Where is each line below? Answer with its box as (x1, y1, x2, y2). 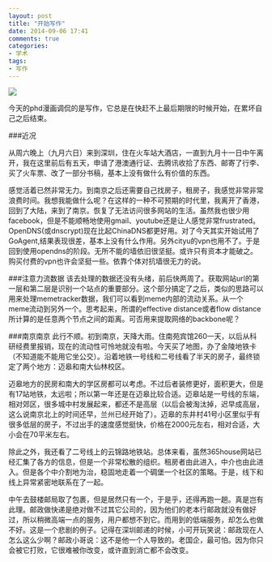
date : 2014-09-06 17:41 (8, 27, 89, 35)
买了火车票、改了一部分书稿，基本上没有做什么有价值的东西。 (8, 168, 215, 178)
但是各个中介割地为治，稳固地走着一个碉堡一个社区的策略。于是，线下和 (22, 467, 264, 477)
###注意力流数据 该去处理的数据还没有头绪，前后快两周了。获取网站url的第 (8, 273, 260, 283)
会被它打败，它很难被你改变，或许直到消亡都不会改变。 (8, 545, 193, 555)
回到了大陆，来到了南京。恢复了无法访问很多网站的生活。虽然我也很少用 (8, 205, 249, 215)
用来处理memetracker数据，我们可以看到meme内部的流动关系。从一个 (8, 294, 244, 303)
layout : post (8, 11, 53, 20)
